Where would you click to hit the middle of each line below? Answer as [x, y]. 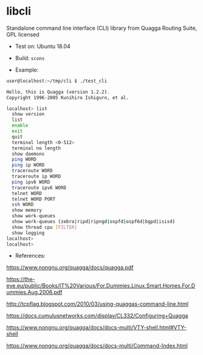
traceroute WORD [32, 171]
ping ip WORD [28, 165]
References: [30, 256]
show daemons [28, 154]
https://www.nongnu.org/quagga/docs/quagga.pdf [70, 267]
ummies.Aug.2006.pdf [34, 292]
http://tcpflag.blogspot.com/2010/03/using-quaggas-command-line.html [98, 304]
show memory [27, 210]
